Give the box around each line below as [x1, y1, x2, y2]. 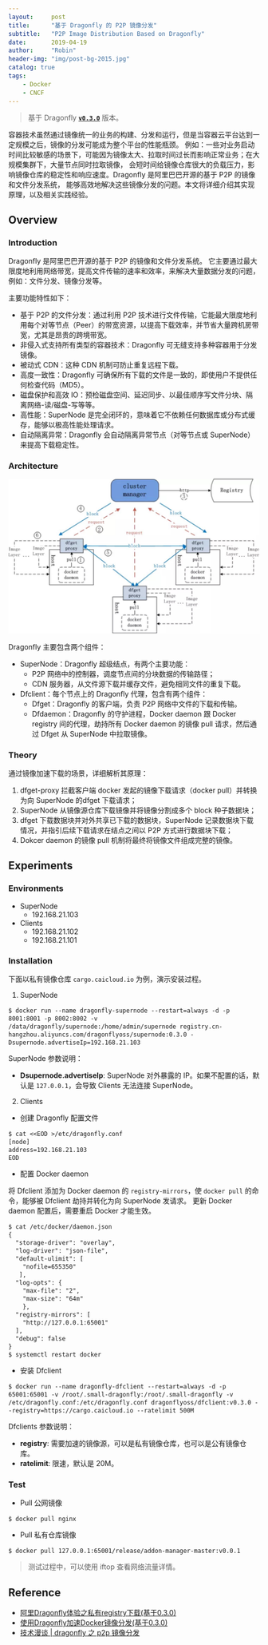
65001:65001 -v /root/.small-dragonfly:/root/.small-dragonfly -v [8, 1390, 234, 1398]
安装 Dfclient [19, 1365, 62, 1375]
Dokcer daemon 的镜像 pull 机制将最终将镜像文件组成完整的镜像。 [19, 835, 238, 844]
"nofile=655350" [22, 1262, 77, 1270]
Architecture [8, 460, 59, 471]
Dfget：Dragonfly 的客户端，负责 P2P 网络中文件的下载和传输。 [31, 699, 242, 709]
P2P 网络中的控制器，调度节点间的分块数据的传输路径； [31, 669, 215, 678]
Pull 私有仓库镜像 [19, 1530, 77, 1540]
